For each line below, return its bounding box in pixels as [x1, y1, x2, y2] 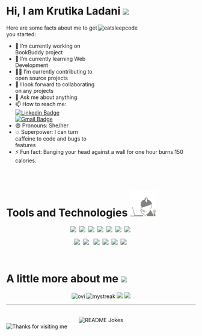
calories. [14, 157, 37, 164]
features [14, 141, 36, 148]
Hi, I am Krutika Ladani [6, 4, 121, 18]
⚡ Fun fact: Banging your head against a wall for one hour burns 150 [14, 148, 183, 155]
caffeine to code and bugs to [14, 135, 87, 142]
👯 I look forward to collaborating [14, 80, 95, 88]
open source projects [14, 74, 68, 81]
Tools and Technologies [6, 206, 128, 220]
